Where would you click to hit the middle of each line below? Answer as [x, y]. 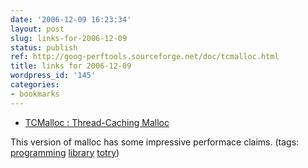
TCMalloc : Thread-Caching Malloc [97, 122]
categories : [35, 85]
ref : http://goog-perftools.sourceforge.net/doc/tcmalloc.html [145, 57]
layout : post [37, 29]
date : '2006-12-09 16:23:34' [71, 19]
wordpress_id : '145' [53, 76]
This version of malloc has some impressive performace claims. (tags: [155, 142]
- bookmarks [35, 94]
